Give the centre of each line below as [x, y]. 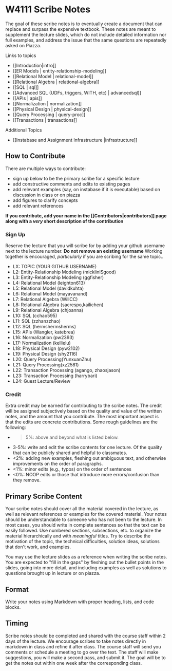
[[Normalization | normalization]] [47, 103]
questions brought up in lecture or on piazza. [53, 573]
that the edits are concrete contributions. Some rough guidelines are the [82, 422]
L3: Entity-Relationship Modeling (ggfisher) [58, 277]
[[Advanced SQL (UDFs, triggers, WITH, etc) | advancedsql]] [77, 92]
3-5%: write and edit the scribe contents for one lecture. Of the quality [87, 448]
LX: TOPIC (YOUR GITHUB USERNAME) [54, 267]
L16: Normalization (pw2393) [43, 338]
